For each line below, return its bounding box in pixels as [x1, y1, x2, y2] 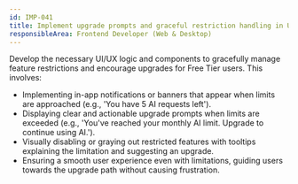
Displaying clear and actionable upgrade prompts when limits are [21, 108, 260, 119]
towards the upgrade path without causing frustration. [21, 165, 220, 175]
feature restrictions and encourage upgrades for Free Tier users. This [9, 63, 263, 73]
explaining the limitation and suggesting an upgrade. [21, 146, 215, 157]
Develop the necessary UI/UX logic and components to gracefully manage [9, 54, 281, 65]
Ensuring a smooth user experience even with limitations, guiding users [21, 156, 284, 166]
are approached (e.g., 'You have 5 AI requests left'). [21, 99, 211, 110]
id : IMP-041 [9, 12, 53, 22]
